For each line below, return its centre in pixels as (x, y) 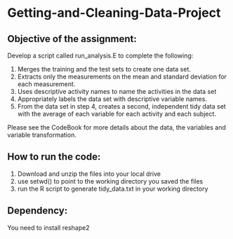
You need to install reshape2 (48, 227)
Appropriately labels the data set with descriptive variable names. (112, 99)
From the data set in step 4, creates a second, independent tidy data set (121, 106)
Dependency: (38, 211)
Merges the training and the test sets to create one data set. (104, 69)
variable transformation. (42, 135)
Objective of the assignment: (72, 39)
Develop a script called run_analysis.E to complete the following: (100, 55)
